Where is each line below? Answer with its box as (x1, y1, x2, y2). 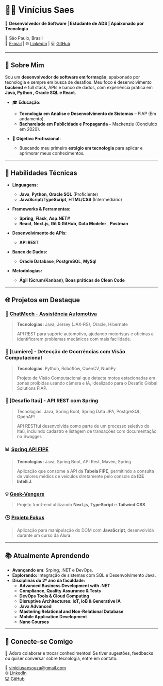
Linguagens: (12, 182, 38, 188)
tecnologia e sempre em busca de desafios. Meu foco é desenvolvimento (5, 79, 152, 85)
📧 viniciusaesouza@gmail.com (5, 665, 66, 671)
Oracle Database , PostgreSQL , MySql (19, 258, 97, 264)
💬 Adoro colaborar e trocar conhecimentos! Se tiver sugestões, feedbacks (5, 650, 154, 656)
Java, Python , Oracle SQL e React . (5, 90, 76, 95)
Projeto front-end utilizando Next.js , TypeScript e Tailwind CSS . (16, 502, 147, 508)
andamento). (19, 115, 45, 121)
